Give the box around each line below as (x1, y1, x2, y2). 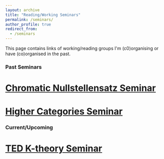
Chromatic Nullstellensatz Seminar (5, 82, 156, 94)
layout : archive (5, 7, 40, 13)
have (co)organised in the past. (5, 51, 71, 57)
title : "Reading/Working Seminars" (5, 12, 81, 17)
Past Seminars (5, 63, 42, 71)
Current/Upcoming (5, 124, 53, 131)
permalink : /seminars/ (5, 17, 53, 22)
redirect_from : (5, 27, 38, 32)
